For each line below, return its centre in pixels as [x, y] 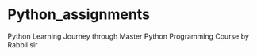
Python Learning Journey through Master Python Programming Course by [128, 36]
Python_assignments [79, 15]
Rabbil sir [23, 44]
